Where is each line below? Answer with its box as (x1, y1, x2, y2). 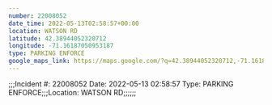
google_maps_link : (8, 57, 70, 65)
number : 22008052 (8, 11, 67, 20)
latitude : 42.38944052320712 (8, 34, 107, 43)
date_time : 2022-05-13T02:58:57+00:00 (8, 19, 139, 27)
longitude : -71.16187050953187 (8, 42, 114, 50)
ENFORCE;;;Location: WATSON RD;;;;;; (8, 87, 137, 97)
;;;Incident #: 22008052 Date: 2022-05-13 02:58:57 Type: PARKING (8, 78, 234, 89)
